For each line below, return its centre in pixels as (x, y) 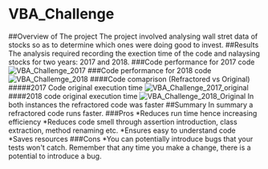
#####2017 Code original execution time (75, 87)
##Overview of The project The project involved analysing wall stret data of (133, 36)
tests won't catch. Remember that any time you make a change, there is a (130, 147)
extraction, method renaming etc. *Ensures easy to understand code (122, 130)
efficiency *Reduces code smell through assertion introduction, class (123, 122)
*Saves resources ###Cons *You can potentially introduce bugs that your (131, 138)
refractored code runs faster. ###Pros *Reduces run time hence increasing (133, 113)
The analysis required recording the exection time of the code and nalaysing (134, 53)
